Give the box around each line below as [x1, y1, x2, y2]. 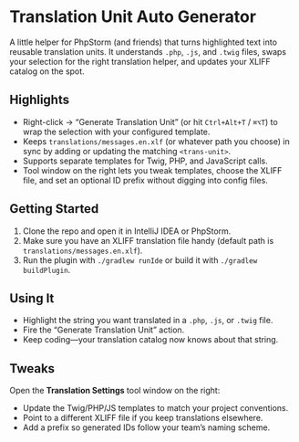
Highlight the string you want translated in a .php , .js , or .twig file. [22, 315, 273, 326]
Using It [9, 290, 55, 306]
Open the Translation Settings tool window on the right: [9, 385, 221, 396]
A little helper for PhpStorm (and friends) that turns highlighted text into [9, 37, 278, 47]
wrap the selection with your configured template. [22, 126, 211, 137]
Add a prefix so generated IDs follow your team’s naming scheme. [22, 422, 271, 433]
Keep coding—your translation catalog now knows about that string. [22, 334, 279, 345]
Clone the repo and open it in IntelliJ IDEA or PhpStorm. [22, 226, 232, 237]
